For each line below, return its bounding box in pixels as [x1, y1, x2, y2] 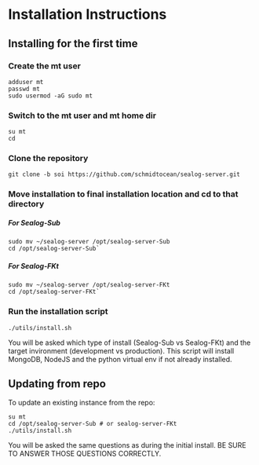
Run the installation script [8, 306, 108, 317]
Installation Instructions [8, 5, 167, 24]
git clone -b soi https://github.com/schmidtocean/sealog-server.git [8, 170, 241, 178]
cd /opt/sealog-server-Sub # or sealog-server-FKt [8, 420, 177, 428]
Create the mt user [8, 60, 81, 71]
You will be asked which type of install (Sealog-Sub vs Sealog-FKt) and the [8, 338, 251, 347]
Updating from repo [8, 377, 106, 390]
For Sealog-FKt [8, 261, 59, 270]
